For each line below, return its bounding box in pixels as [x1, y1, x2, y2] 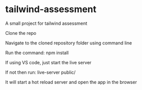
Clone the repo [5, 30, 37, 36]
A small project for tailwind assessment [5, 20, 88, 26]
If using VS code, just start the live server [5, 59, 92, 65]
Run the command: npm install [5, 50, 69, 56]
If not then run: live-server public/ [5, 69, 76, 75]
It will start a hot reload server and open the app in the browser [5, 79, 137, 85]
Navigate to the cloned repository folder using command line [5, 39, 132, 46]
